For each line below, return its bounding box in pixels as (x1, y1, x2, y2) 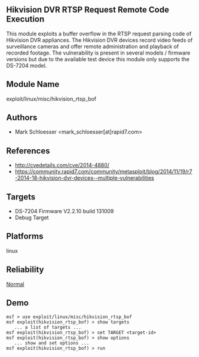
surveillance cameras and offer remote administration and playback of (6, 43, 179, 50)
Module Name (6, 79, 60, 89)
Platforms (6, 231, 44, 241)
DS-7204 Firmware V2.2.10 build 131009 (14, 208, 114, 215)
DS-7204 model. (6, 62, 47, 69)
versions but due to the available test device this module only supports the (6, 55, 190, 62)
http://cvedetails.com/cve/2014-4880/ (14, 162, 109, 169)
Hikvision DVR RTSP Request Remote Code (6, 5, 169, 15)
